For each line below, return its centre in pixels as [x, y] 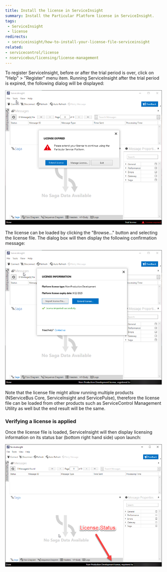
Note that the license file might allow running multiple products [69, 393]
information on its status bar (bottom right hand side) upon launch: [73, 438]
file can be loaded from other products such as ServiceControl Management [83, 403]
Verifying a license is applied [41, 422]
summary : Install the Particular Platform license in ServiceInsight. [80, 16]
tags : [11, 21]
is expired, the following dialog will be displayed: [55, 83]
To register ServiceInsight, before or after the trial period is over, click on [80, 73]
